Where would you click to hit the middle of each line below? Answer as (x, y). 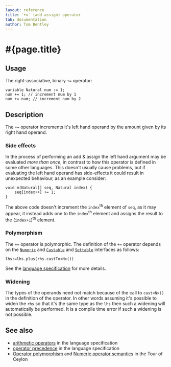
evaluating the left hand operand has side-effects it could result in (75, 173)
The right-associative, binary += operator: (49, 81)
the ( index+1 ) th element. (30, 219)
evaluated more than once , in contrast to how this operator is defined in (81, 162)
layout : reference (25, 10)
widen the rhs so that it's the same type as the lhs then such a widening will (85, 303)
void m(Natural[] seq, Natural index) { (49, 188)
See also (19, 330)
